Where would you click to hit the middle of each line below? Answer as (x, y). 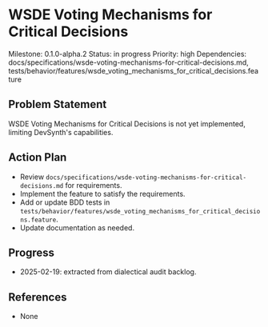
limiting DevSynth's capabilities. (61, 132)
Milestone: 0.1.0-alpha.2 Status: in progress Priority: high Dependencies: (127, 54)
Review (32, 177)
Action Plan (38, 158)
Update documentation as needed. (77, 227)
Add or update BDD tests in (65, 202)
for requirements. (94, 185)
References (38, 297)
